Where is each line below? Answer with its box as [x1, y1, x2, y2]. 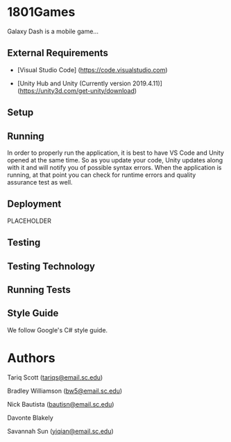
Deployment [7, 198, 62, 210]
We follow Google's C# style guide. [7, 325, 108, 334]
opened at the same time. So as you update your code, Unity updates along [7, 155, 223, 164]
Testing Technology [7, 260, 96, 272]
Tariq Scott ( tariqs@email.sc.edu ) [7, 373, 103, 382]
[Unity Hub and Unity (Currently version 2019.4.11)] [17, 79, 163, 87]
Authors [7, 350, 55, 366]
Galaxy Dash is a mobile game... [7, 27, 99, 35]
